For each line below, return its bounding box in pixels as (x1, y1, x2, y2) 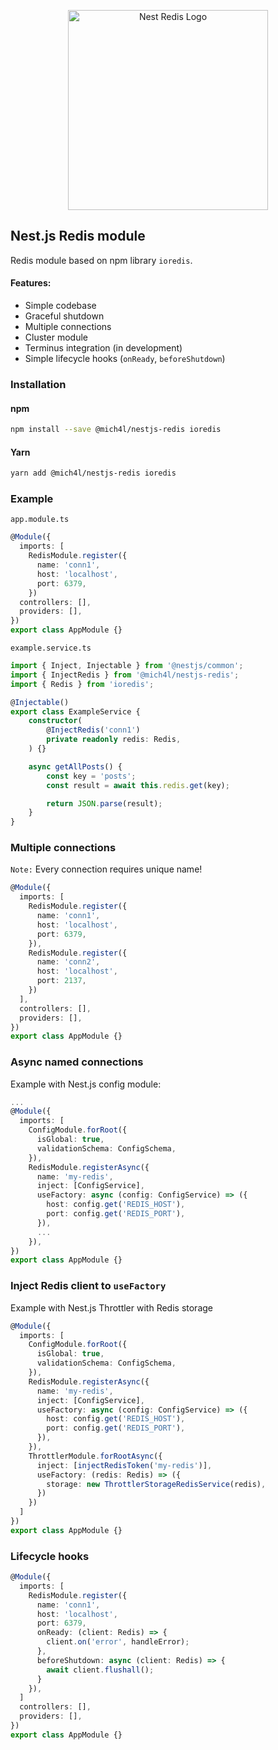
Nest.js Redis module (10, 228, 146, 245)
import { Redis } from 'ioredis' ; (10, 679, 155, 689)
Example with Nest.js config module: (10, 1078, 162, 1090)
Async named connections (10, 1055, 144, 1069)
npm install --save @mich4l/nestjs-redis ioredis (10, 425, 222, 435)
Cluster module (24, 331, 88, 344)
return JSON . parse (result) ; (46, 798, 163, 809)
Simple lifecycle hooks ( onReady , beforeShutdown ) (24, 353, 226, 365)
